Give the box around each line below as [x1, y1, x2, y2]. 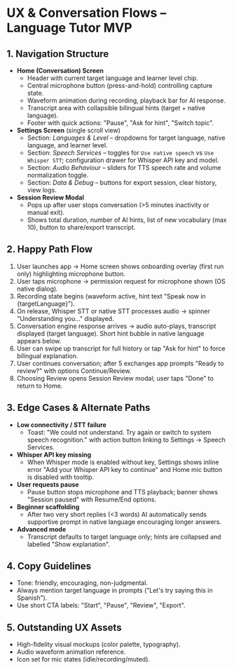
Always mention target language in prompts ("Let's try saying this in [16, 586, 213, 595]
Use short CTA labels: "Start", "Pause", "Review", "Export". [16, 601, 186, 610]
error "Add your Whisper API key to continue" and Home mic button [27, 465, 222, 473]
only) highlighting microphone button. [16, 269, 126, 278]
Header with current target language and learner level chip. [27, 74, 199, 82]
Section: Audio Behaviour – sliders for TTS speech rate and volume [27, 164, 221, 171]
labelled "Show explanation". [27, 539, 110, 549]
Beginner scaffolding [16, 502, 80, 511]
